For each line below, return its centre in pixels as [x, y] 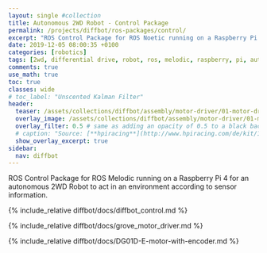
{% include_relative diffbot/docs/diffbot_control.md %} [98, 210]
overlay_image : [41, 119]
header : [21, 104]
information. [28, 195]
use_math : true [33, 75]
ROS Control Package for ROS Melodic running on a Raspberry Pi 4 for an [129, 178]
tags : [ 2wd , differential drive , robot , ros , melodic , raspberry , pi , [128, 60]
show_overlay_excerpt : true [62, 141]
